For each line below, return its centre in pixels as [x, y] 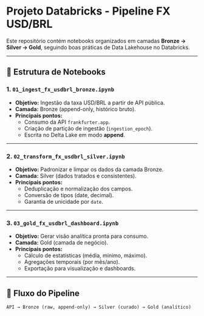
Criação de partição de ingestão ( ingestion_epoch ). [88, 128]
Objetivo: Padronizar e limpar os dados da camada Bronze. [89, 169]
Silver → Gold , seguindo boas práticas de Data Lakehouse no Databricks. [98, 47]
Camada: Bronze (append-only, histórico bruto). [76, 109]
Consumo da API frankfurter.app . [67, 122]
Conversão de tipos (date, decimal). [69, 195]
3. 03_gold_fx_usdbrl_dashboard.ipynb [63, 223]
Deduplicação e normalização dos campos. [78, 189]
